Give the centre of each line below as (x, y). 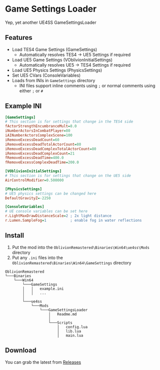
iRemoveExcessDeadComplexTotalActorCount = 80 (51, 149)
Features (19, 38)
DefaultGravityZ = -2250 (28, 198)
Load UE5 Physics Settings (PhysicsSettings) (57, 70)
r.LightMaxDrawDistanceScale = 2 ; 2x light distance (58, 216)
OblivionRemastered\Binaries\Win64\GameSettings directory (72, 263)
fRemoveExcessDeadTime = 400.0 (34, 158)
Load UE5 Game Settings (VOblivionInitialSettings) (62, 60)
